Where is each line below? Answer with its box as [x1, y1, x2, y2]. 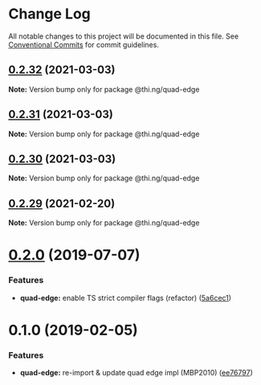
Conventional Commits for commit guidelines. [8, 39, 159, 49]
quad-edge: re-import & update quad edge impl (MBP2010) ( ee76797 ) [19, 368, 253, 378]
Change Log [8, 5, 91, 23]
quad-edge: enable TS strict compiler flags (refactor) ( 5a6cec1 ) [19, 293, 231, 302]
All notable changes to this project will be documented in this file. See [8, 31, 239, 41]
